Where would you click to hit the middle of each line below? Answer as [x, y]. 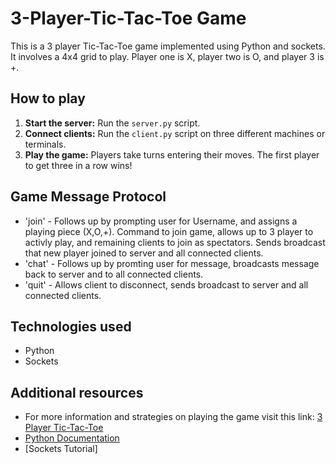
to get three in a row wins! [78, 165]
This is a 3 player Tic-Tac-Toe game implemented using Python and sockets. [168, 46]
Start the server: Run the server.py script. [112, 123]
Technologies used [71, 326]
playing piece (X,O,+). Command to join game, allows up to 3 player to [169, 231]
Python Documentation [72, 438]
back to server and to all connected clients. [114, 274]
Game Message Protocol [88, 197]
